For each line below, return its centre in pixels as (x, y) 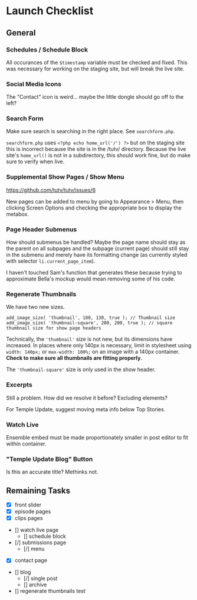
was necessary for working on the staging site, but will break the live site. (95, 69)
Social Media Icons (34, 84)
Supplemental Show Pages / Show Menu (65, 177)
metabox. (18, 214)
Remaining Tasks (38, 490)
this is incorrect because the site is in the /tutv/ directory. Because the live (96, 149)
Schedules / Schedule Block (47, 50)
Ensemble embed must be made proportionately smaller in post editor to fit (97, 437)
